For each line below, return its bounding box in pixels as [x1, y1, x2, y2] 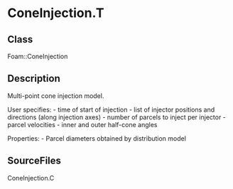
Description [7, 72, 60, 85]
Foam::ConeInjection [7, 52, 68, 60]
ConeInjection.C [7, 173, 55, 182]
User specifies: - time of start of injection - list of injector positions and [7, 105, 215, 114]
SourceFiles [7, 155, 62, 167]
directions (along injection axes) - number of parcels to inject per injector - [7, 112, 226, 121]
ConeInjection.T [7, 5, 104, 21]
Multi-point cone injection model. [7, 91, 104, 100]
